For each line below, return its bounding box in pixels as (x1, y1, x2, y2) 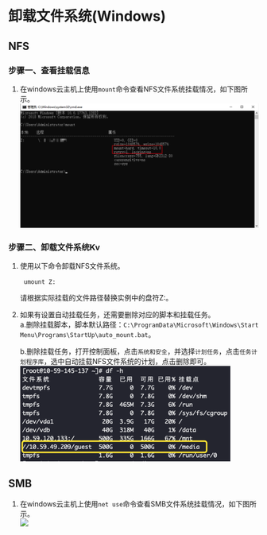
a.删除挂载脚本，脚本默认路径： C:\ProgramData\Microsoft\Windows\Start (19, 320, 259, 330)
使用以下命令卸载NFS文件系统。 (19, 262, 125, 271)
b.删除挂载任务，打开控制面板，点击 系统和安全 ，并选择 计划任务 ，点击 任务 (19, 347, 252, 356)
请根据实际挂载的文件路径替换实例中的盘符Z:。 (19, 293, 173, 303)
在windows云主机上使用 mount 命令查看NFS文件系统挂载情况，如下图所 (19, 84, 249, 94)
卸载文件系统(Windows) (8, 7, 167, 25)
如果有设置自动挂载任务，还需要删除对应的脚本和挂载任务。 (19, 310, 215, 320)
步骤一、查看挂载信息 (8, 64, 90, 76)
